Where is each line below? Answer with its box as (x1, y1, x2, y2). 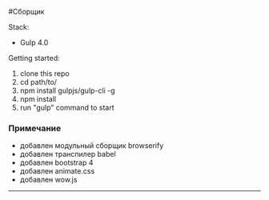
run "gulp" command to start (19, 103, 114, 112)
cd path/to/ (19, 78, 58, 86)
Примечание (8, 122, 62, 134)
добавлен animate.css (19, 166, 95, 176)
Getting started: (8, 54, 60, 62)
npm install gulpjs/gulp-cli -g (19, 86, 115, 95)
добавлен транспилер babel (19, 150, 116, 159)
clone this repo (19, 69, 70, 78)
